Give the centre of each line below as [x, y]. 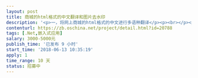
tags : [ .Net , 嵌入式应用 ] [34, 33]
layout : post [22, 11]
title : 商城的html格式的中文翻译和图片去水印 [56, 17]
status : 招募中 [23, 66]
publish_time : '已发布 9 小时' [42, 45]
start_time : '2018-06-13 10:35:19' [50, 50]
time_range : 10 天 [28, 60]
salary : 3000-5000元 [31, 39]
